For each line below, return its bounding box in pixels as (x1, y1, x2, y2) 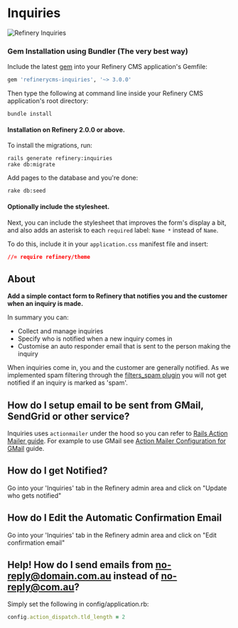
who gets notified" (7, 491, 62, 499)
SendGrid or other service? (7, 410, 130, 422)
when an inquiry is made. (7, 299, 84, 308)
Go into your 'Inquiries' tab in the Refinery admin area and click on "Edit (7, 531, 217, 539)
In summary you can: (7, 313, 69, 321)
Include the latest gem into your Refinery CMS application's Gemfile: (7, 63, 207, 71)
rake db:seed (7, 187, 46, 195)
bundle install (7, 110, 53, 118)
